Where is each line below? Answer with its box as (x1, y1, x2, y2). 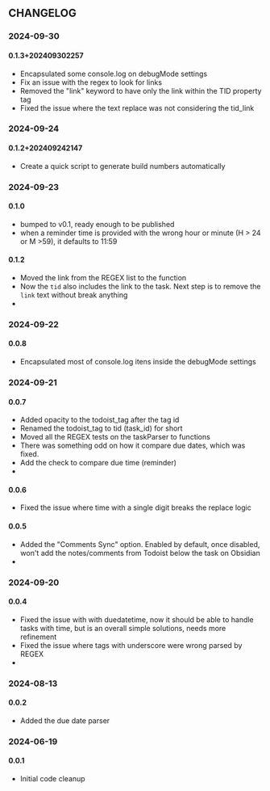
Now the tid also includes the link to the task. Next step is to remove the (19, 281, 261, 291)
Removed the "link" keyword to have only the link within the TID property (19, 86, 262, 95)
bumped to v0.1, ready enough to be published (19, 219, 175, 229)
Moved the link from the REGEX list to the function (19, 272, 187, 282)
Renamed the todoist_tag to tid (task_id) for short (19, 423, 183, 433)
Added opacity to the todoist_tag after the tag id (19, 415, 180, 425)
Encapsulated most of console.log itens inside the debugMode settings (19, 357, 256, 367)
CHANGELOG (8, 6, 77, 20)
